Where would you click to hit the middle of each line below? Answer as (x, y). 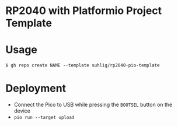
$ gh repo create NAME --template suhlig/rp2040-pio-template (83, 65)
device (22, 111)
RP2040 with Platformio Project (83, 11)
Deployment (36, 88)
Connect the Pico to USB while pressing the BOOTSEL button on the (93, 105)
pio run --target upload (44, 118)
